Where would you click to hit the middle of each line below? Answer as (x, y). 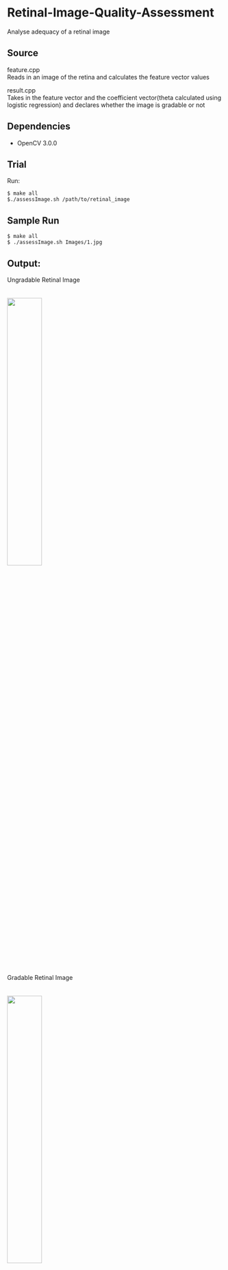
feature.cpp (24, 69)
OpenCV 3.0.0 (37, 143)
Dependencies (39, 127)
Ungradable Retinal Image (43, 280)
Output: (24, 263)
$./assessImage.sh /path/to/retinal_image (68, 200)
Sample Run (33, 220)
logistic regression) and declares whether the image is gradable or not (106, 105)
